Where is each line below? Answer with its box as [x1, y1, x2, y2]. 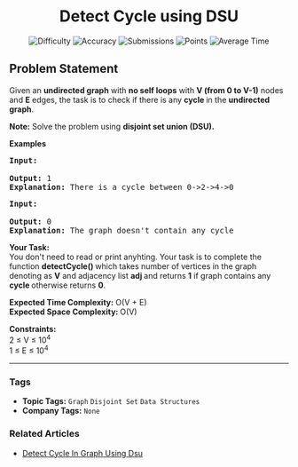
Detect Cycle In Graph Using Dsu [21, 447, 144, 458]
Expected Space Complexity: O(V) [9, 306, 137, 317]
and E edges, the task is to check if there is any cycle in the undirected [9, 94, 271, 105]
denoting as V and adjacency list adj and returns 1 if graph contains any [9, 270, 271, 281]
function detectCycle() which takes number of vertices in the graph [9, 260, 257, 272]
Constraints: [9, 323, 57, 334]
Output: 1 [9, 173, 51, 183]
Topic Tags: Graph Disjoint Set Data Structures [21, 396, 200, 407]
